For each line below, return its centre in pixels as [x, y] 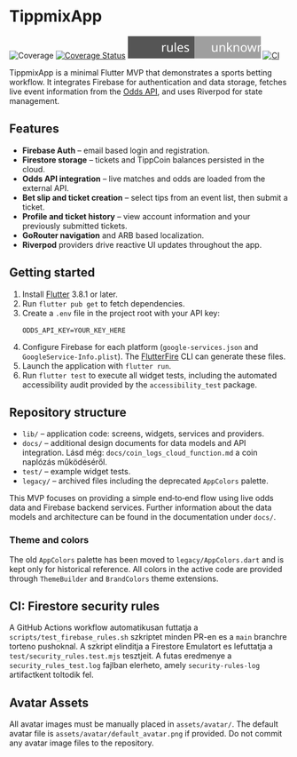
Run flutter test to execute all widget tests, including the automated [149, 375]
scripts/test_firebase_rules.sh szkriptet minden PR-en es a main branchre [148, 637]
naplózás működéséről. [65, 462]
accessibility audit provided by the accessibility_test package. [140, 385]
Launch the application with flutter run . [97, 365]
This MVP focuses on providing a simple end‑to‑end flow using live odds [141, 498]
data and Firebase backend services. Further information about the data [141, 507]
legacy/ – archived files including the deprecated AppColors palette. [145, 481]
